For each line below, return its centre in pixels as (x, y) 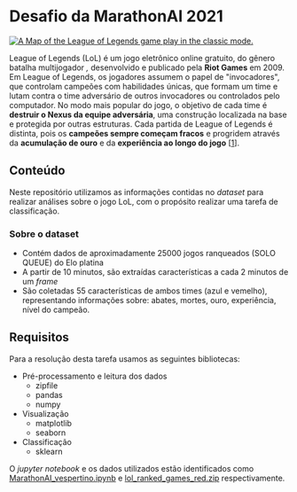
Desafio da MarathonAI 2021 (116, 16)
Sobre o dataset (44, 234)
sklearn (49, 451)
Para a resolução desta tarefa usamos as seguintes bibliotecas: (125, 359)
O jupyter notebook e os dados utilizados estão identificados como (132, 468)
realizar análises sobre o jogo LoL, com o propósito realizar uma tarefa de (144, 201)
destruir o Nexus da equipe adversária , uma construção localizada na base (148, 114)
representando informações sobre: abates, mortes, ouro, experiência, (149, 301)
